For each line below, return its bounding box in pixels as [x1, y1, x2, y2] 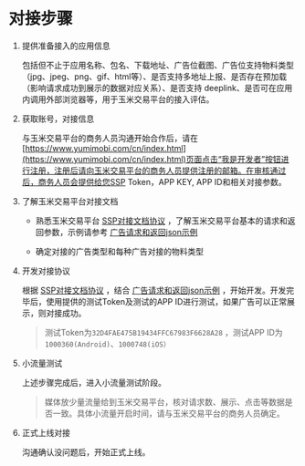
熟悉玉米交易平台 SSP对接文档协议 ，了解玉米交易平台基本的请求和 [35, 215, 289, 226]
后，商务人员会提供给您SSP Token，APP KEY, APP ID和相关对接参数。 [21, 176, 287, 187]
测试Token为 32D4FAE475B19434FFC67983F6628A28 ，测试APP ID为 [44, 326, 284, 337]
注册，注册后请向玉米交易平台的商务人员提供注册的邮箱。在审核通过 [29, 165, 287, 176]
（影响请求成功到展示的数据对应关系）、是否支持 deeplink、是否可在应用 [21, 82, 293, 93]
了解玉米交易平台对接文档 [21, 195, 119, 206]
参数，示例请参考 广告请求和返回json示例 [43, 226, 198, 237]
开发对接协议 [21, 265, 70, 276]
